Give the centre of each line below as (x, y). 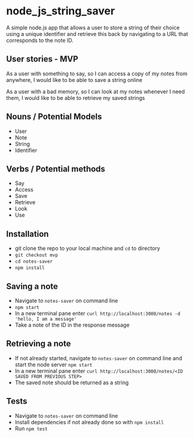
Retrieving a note (39, 344)
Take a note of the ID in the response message (72, 325)
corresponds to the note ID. (40, 40)
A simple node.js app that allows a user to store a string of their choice (93, 28)
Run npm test (31, 428)
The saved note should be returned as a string (72, 382)
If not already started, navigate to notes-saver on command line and (98, 358)
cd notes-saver (34, 261)
